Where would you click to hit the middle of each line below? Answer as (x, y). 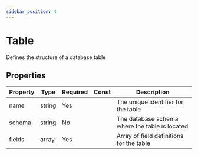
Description (153, 92)
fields (17, 140)
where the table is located (153, 126)
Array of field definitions (150, 136)
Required (75, 92)
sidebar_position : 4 (32, 11)
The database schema (148, 119)
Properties (26, 75)
